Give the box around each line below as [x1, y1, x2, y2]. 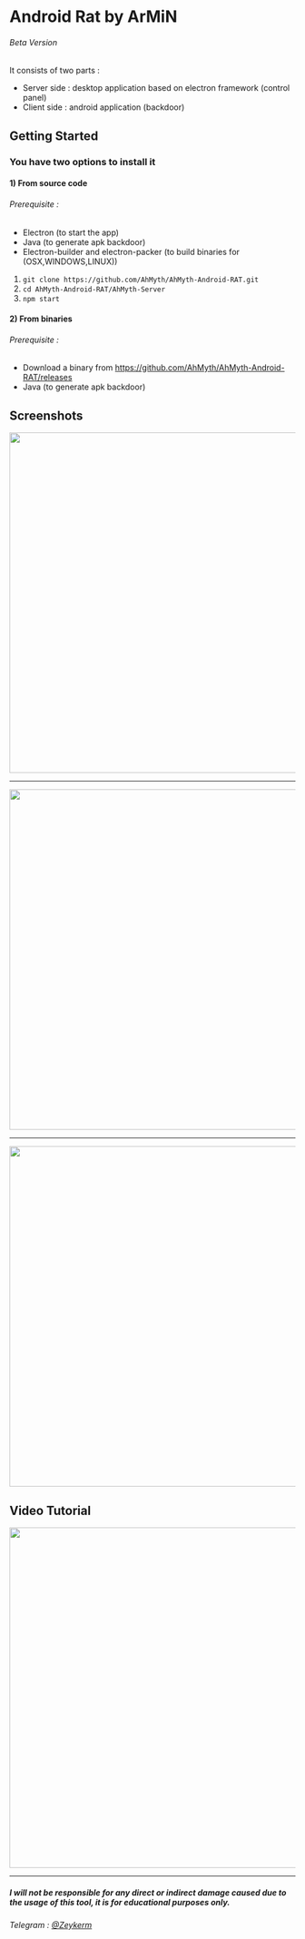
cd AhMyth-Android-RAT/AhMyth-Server [22, 284, 166, 294]
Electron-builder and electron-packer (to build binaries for [22, 246, 241, 257]
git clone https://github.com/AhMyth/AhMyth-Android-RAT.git [22, 275, 260, 284]
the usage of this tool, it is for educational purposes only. [9, 1896, 231, 1907]
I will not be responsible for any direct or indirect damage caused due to [9, 1886, 287, 1898]
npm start [22, 294, 61, 303]
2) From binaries [9, 313, 73, 324]
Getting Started [9, 128, 99, 143]
